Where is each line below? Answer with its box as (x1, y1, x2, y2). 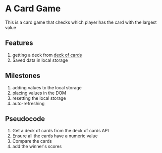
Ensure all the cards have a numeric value (12, 133, 98, 139)
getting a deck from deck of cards (12, 52, 82, 58)
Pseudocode (5, 115, 46, 123)
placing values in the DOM (12, 90, 66, 96)
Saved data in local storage (12, 57, 68, 63)
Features (5, 39, 33, 47)
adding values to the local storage (12, 84, 82, 90)
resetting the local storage (12, 95, 66, 101)
